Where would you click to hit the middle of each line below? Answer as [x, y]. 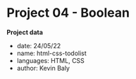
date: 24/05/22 [39, 45]
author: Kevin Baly [43, 68]
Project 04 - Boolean [68, 13]
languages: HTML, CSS [51, 60]
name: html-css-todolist [52, 53]
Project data [25, 32]
